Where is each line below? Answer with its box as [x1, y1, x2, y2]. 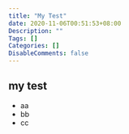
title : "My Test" [8, 11, 67, 20]
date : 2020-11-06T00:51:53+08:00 [8, 19, 122, 27]
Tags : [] [8, 34, 38, 43]
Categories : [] [8, 42, 60, 50]
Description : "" [8, 27, 63, 35]
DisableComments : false [8, 49, 89, 57]
